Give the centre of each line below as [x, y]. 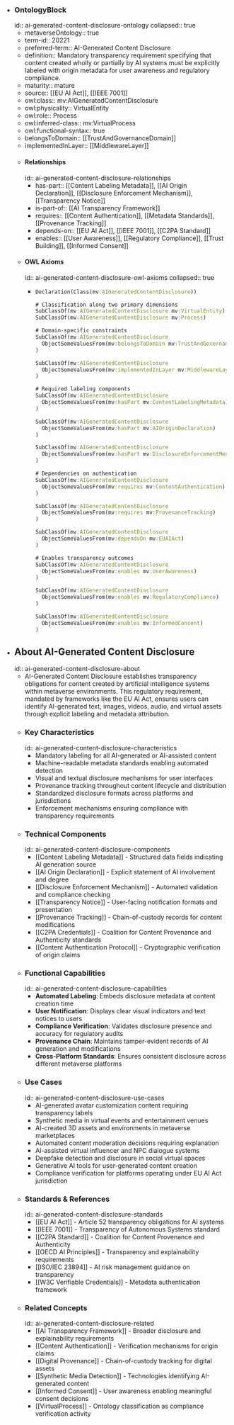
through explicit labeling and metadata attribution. [97, 714]
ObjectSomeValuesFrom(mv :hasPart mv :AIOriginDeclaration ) [129, 428]
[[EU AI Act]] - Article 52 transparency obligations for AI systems [129, 1222]
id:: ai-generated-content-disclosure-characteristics [101, 748]
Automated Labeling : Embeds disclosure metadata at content [125, 996]
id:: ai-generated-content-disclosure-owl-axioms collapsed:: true [119, 277]
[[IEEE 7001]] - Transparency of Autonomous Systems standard [128, 1229]
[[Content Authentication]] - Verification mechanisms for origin [127, 1346]
